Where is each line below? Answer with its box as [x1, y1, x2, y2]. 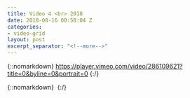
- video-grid [7, 29, 46, 37]
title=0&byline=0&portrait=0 [7, 69, 89, 78]
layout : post [7, 36, 46, 43]
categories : [7, 23, 42, 30]
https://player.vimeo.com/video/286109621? [55, 62, 183, 70]
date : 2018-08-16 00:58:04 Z [7, 17, 93, 24]
